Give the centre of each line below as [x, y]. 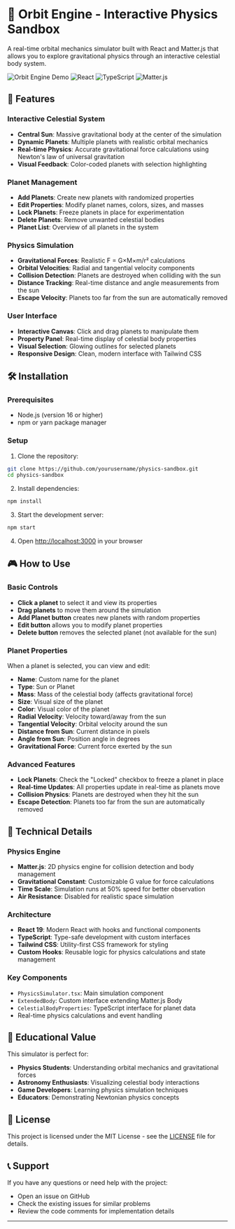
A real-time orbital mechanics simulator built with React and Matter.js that [113, 48]
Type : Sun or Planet [46, 686]
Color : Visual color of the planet [63, 709]
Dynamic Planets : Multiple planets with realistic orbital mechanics [113, 141]
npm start [22, 528]
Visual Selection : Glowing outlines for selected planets [97, 346]
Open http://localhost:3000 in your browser [80, 541]
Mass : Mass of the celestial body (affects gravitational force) [105, 694]
